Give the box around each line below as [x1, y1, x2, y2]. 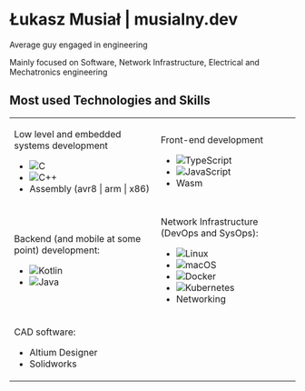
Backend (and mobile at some [14, 232, 142, 245]
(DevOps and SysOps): [160, 226, 259, 239]
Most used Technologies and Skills [9, 93, 211, 108]
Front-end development [160, 133, 263, 145]
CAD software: [14, 326, 76, 338]
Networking [175, 292, 227, 305]
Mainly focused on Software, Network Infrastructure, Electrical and [9, 56, 261, 67]
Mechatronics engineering [9, 66, 108, 77]
